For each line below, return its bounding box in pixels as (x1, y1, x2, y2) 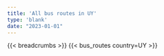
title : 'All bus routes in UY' (7, 10, 97, 17)
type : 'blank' (7, 16, 48, 23)
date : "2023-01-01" (7, 23, 63, 29)
